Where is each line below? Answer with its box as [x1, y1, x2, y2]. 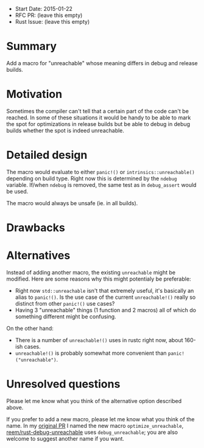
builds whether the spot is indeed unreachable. [6, 127, 125, 134]
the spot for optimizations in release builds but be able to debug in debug [6, 120, 191, 127]
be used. [6, 187, 29, 195]
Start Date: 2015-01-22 [15, 5, 73, 12]
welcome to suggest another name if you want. [6, 435, 125, 442]
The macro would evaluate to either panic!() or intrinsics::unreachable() [6, 168, 195, 175]
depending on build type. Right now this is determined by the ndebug [6, 175, 177, 182]
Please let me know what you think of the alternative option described [6, 397, 181, 404]
